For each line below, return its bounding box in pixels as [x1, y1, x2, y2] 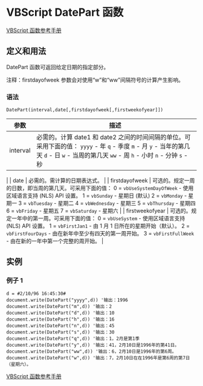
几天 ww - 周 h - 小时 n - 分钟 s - [96, 151, 188, 160]
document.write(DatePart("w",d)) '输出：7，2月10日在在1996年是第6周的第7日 [6, 355, 190, 361]
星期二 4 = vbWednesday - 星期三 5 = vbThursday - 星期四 [57, 200, 196, 207]
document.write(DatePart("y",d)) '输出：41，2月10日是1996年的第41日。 [6, 342, 179, 348]
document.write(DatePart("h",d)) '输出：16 [6, 316, 115, 322]
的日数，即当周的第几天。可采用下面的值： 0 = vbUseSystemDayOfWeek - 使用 [6, 185, 194, 192]
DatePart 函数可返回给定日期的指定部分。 [6, 63, 109, 70]
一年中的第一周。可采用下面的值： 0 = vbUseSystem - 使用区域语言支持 [11, 215, 185, 222]
